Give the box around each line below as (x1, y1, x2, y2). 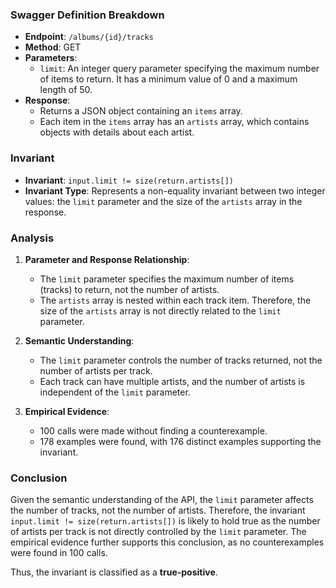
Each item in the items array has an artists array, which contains (39, 116, 310, 128)
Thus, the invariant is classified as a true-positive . (10, 566, 218, 578)
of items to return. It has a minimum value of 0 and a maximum (39, 73, 298, 85)
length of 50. (39, 84, 93, 96)
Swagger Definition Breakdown (10, 8, 165, 22)
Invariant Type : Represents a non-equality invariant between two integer (24, 184, 326, 197)
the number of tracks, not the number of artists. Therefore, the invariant (10, 504, 306, 517)
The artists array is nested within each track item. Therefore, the (39, 294, 312, 306)
